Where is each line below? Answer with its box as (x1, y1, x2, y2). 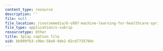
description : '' (5, 12, 38, 17)
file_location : (5, 20, 36, 26)
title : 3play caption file (5, 34, 60, 39)
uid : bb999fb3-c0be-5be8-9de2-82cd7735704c (5, 39, 95, 44)
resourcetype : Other (5, 30, 47, 34)
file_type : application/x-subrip (5, 25, 73, 30)
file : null (5, 16, 27, 21)
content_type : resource (5, 7, 53, 12)
